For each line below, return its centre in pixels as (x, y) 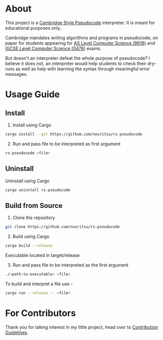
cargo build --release (29, 246)
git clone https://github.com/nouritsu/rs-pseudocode (63, 227)
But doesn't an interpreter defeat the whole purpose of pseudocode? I (78, 58)
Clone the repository (34, 218)
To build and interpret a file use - (39, 284)
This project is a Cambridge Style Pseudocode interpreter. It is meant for (80, 23)
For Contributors (41, 313)
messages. (17, 74)
